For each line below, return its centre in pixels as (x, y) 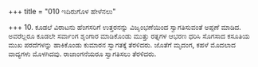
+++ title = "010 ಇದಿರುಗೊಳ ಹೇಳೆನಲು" (62, 11)
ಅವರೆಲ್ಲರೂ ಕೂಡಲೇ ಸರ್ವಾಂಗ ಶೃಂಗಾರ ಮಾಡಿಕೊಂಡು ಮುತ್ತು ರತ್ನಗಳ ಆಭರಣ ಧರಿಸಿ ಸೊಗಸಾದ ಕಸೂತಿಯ (129, 36)
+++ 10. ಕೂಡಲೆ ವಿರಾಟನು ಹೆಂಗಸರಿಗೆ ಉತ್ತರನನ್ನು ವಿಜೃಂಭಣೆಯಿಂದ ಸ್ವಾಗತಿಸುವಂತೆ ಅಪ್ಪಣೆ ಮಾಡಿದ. (125, 27)
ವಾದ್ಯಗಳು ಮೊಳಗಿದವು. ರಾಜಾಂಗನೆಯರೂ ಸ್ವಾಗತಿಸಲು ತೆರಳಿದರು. (82, 54)
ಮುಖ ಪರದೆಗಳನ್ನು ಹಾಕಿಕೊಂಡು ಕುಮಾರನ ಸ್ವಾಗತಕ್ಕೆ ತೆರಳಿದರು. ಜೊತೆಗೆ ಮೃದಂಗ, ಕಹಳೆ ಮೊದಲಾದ (122, 45)
